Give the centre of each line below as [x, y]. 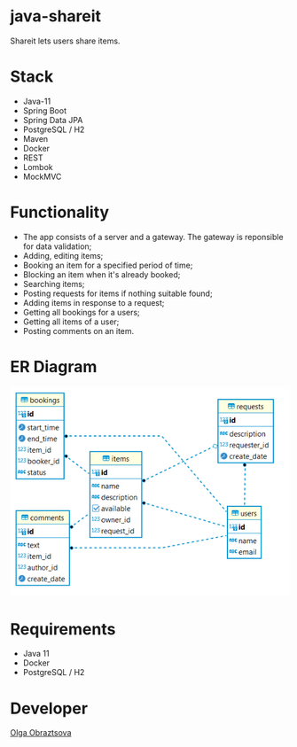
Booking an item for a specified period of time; [108, 265]
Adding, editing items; [63, 255]
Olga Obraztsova [41, 733]
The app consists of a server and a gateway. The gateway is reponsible [153, 237]
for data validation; [57, 246]
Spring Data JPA [53, 120]
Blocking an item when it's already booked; [102, 274]
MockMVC [42, 176]
